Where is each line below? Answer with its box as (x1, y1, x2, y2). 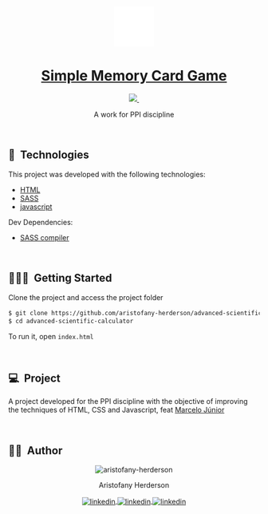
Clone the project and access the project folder (8, 292, 164, 302)
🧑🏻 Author (8, 444, 63, 457)
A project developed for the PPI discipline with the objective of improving (8, 397, 249, 406)
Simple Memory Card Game (41, 67, 227, 85)
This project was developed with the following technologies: (8, 169, 206, 179)
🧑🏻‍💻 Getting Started (8, 271, 112, 285)
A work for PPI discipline (93, 109, 175, 119)
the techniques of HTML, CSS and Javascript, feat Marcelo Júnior (8, 405, 225, 415)
